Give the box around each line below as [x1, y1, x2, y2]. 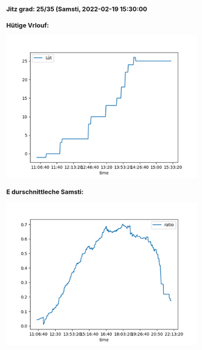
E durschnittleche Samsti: [6, 188, 84, 196]
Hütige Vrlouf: [6, 21, 50, 29]
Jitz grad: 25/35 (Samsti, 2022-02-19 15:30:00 [6, 5, 148, 13]
